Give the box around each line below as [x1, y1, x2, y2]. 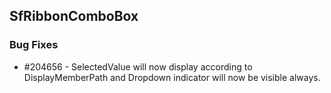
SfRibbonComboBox [9, 8, 139, 25]
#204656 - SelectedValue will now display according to [23, 60, 253, 73]
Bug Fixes [9, 38, 59, 52]
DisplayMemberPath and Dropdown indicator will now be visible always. [23, 71, 321, 83]
